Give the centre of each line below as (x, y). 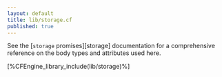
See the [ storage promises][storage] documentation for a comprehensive (111, 46)
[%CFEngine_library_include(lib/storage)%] (69, 67)
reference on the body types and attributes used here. (84, 53)
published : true (30, 26)
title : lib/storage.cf (40, 20)
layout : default (30, 13)
